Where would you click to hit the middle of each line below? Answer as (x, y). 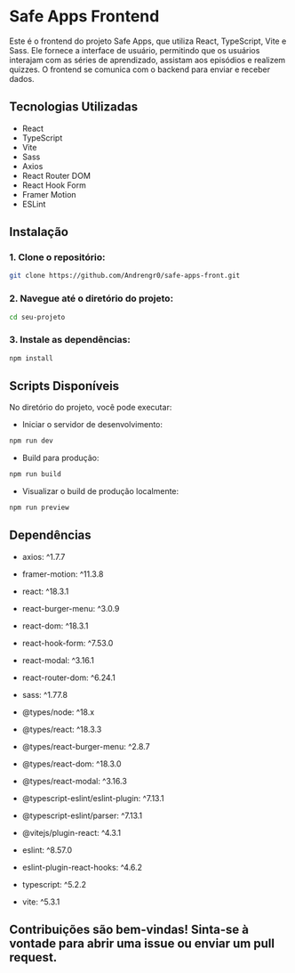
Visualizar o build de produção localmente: (100, 491)
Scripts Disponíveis (64, 386)
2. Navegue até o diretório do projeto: (92, 298)
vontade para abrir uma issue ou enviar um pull (142, 944)
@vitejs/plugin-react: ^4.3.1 (72, 832)
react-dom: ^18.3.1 (55, 626)
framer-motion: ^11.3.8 (63, 574)
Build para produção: (60, 458)
